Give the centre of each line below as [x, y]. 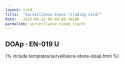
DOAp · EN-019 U [32, 44]
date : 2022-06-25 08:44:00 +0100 [42, 19]
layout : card [19, 10]
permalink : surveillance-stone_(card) [45, 24]
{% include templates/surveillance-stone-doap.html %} [62, 56]
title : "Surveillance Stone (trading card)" [53, 14]
